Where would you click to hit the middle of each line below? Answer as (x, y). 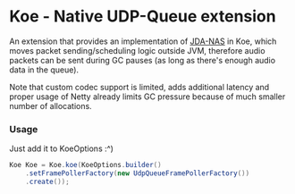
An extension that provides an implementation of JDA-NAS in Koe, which (143, 41)
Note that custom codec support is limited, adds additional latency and (139, 87)
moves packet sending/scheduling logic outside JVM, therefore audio (137, 50)
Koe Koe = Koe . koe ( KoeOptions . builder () (86, 165)
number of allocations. (51, 105)
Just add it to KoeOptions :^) (62, 148)
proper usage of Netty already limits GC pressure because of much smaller (147, 97)
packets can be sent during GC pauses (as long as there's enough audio (142, 60)
